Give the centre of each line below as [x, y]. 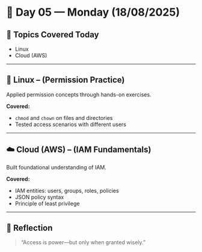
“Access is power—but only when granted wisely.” [83, 242]
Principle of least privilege [47, 203]
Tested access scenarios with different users [70, 124]
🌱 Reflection [29, 228]
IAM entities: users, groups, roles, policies [67, 191]
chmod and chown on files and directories [64, 118]
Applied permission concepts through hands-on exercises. [79, 94]
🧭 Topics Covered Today [53, 35]
